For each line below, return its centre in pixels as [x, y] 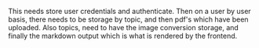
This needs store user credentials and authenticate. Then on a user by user [129, 11]
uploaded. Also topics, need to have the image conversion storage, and [124, 27]
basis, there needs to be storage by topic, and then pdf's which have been [128, 19]
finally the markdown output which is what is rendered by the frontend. [123, 36]
